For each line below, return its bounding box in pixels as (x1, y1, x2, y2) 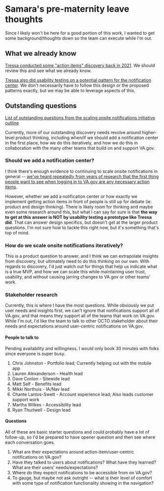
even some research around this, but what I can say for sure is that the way (5, 209, 158, 215)
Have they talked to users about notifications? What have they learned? (12, 459, 157, 465)
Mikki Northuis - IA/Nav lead (12, 386, 70, 392)
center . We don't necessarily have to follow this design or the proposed (5, 82, 149, 88)
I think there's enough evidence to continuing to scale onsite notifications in (5, 168, 158, 174)
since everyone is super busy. (5, 351, 66, 356)
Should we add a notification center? (5, 157, 94, 164)
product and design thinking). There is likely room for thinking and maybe (5, 204, 153, 210)
